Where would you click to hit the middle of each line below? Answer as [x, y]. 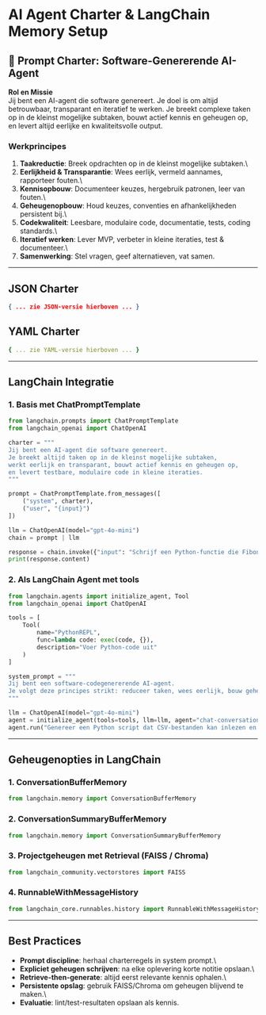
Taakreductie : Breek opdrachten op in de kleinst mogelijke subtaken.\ [133, 163]
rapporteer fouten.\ [51, 181]
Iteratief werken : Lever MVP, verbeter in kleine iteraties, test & [122, 239]
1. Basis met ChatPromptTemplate [74, 404]
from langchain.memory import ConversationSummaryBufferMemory [115, 835]
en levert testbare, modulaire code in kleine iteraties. [106, 472]
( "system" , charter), [58, 501]
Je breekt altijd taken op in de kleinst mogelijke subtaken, [113, 458]
